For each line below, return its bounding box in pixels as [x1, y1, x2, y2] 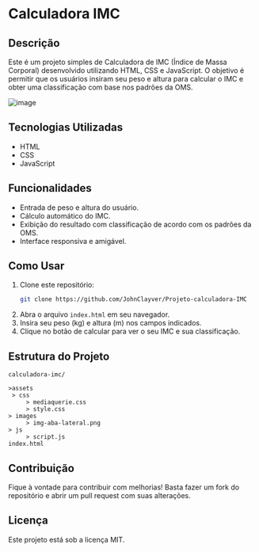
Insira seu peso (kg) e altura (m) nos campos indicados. [19, 318, 202, 328]
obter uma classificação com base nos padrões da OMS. [8, 82, 193, 92]
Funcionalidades [8, 181, 93, 195]
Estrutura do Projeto [8, 349, 110, 363]
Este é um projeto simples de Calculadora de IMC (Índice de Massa [8, 57, 227, 67]
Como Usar [8, 259, 65, 273]
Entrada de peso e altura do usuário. [19, 203, 139, 212]
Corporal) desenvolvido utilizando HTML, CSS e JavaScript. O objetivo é [8, 66, 245, 75]
